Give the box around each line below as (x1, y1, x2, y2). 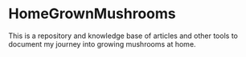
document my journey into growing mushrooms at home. (8, 39, 196, 48)
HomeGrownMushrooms (8, 5, 177, 23)
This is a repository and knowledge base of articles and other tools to (8, 31, 239, 40)
